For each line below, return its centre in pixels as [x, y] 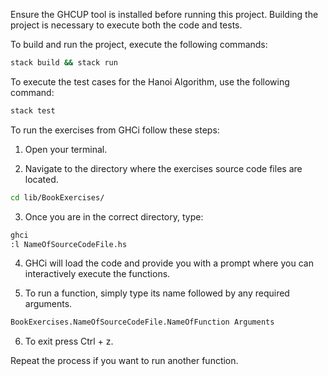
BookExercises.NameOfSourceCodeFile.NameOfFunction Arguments [142, 322]
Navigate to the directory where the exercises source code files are [163, 168]
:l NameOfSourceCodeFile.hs [69, 244]
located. [41, 179]
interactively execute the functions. [97, 274]
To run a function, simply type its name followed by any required [157, 293]
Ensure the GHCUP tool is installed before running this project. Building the [164, 14]
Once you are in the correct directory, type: [114, 216]
